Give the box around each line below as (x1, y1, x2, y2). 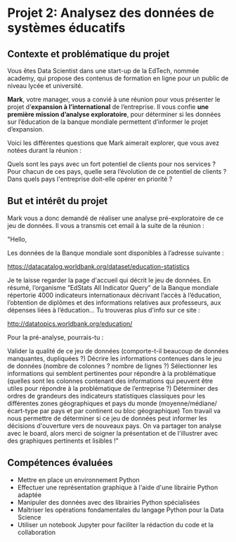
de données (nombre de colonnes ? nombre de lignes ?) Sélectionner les (7, 361, 218, 370)
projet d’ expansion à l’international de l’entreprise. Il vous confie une (7, 103, 209, 111)
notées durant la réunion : (7, 146, 82, 154)
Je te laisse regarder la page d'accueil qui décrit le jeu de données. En (7, 276, 211, 284)
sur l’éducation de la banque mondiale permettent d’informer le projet (7, 118, 209, 126)
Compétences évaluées (7, 457, 114, 469)
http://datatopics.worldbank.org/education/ (7, 319, 133, 328)
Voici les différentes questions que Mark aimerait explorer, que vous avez (7, 139, 220, 147)
